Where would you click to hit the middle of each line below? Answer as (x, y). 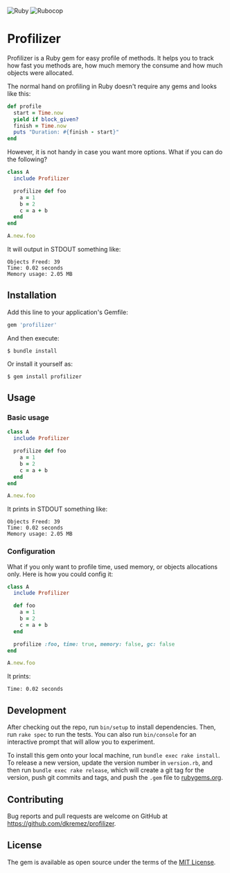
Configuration (31, 551)
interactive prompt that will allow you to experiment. (81, 742)
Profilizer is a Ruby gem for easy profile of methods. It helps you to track (110, 58)
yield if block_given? (46, 119)
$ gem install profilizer (44, 376)
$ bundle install (32, 351)
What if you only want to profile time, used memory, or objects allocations (113, 566)
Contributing (35, 799)
